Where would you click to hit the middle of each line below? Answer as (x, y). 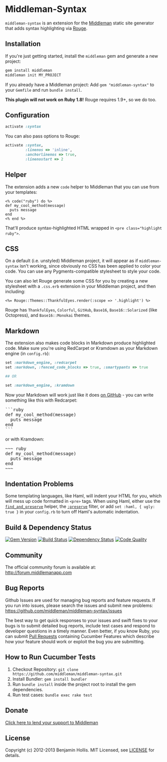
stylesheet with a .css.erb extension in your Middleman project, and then (81, 286)
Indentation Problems (39, 484)
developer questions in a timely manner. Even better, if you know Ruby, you (82, 631)
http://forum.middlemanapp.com (39, 573)
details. (13, 756)
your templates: (21, 192)
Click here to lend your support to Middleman (52, 722)
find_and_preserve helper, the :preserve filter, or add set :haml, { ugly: (80, 506)
